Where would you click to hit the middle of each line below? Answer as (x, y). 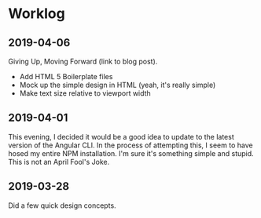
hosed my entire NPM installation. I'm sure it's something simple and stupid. (131, 153)
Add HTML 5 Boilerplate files (66, 76)
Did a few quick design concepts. (62, 205)
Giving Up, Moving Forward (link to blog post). (83, 61)
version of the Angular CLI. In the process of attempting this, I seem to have (130, 145)
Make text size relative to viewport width (85, 93)
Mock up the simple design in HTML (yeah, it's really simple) (118, 85)
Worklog (37, 14)
